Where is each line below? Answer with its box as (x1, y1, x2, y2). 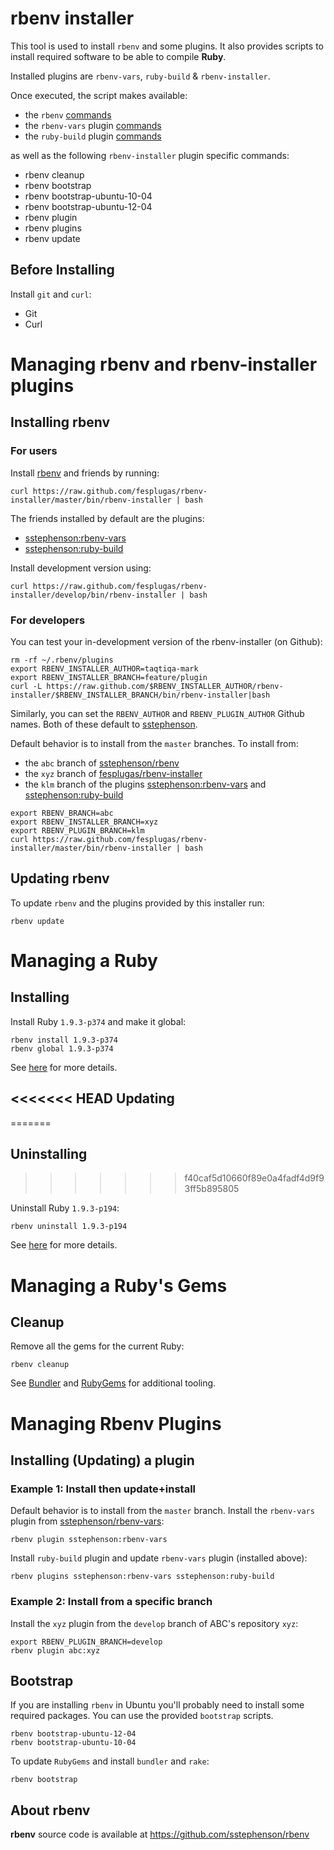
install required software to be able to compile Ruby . (10, 50, 227, 62)
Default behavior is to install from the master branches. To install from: (10, 737, 299, 749)
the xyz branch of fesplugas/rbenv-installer (24, 767, 203, 779)
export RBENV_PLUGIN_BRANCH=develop (10, 1637, 163, 1647)
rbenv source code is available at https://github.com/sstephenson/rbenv (10, 1828, 310, 1841)
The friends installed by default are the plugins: (10, 512, 205, 524)
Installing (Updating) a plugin (10, 1452, 195, 1469)
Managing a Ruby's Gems (10, 1274, 228, 1297)
